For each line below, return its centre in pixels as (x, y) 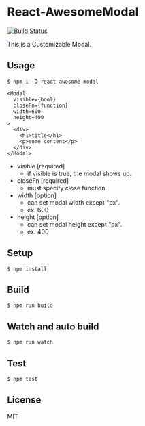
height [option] (38, 217)
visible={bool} (35, 99)
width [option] (36, 195)
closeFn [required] (43, 180)
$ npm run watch (30, 342)
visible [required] (41, 166)
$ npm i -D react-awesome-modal (53, 82)
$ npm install (27, 269)
